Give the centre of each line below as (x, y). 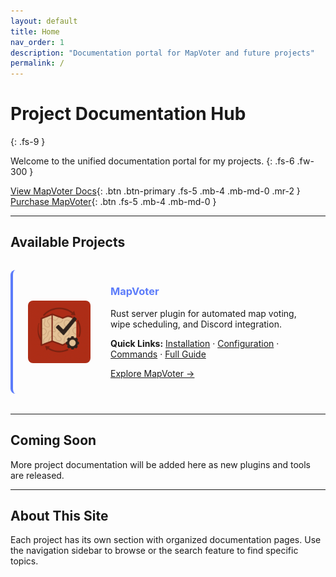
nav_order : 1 (37, 42)
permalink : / (37, 63)
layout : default (44, 21)
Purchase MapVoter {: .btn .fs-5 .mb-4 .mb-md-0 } (113, 202)
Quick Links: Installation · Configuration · (195, 343)
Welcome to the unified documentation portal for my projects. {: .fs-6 (152, 161)
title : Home (35, 31)
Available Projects (68, 242)
